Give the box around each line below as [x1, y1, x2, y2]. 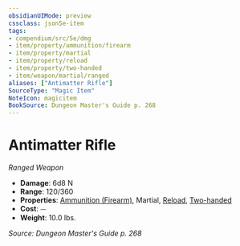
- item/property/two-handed [8, 64, 103, 72]
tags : [8, 27, 26, 35]
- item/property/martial [8, 49, 92, 57]
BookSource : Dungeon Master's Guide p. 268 [8, 101, 157, 109]
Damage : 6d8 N [19, 178, 74, 188]
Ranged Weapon [8, 162, 64, 173]
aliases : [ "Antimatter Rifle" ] [8, 79, 113, 87]
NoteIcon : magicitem [8, 94, 78, 102]
